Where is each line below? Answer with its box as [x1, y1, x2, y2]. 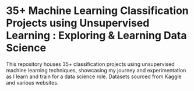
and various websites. [6, 79, 59, 86]
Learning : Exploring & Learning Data [6, 29, 187, 42]
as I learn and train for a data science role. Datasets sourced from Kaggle [6, 73, 182, 80]
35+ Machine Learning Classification [6, 4, 189, 17]
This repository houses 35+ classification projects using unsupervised [6, 60, 175, 68]
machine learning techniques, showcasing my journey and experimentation [6, 66, 186, 73]
